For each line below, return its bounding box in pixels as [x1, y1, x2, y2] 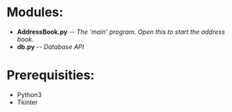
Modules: [6, 4, 64, 20]
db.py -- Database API [16, 42, 84, 51]
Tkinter [16, 98, 38, 106]
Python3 [16, 90, 42, 99]
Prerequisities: [6, 68, 95, 83]
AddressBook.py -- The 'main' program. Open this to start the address [16, 27, 226, 36]
